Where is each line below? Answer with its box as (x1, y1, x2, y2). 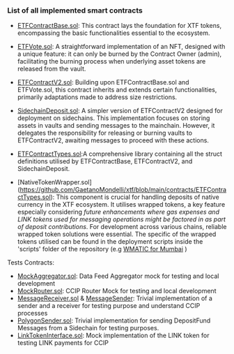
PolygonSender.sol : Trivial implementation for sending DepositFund (17, 316, 211, 325)
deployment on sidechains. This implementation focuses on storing (17, 114, 210, 122)
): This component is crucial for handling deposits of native (50, 193, 219, 201)
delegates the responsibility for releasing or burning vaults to (17, 128, 193, 138)
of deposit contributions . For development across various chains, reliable (17, 223, 227, 231)
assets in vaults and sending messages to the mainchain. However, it (17, 121, 215, 130)
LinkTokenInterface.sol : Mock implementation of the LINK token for (17, 331, 210, 340)
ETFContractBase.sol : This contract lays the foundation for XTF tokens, (17, 22, 221, 30)
